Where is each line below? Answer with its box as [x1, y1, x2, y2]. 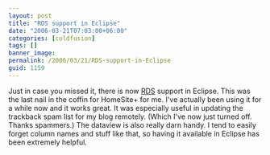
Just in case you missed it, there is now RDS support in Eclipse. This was [8, 86, 251, 96]
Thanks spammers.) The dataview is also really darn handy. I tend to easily [8, 120, 256, 129]
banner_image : [8, 49, 56, 57]
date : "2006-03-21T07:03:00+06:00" [8, 27, 128, 35]
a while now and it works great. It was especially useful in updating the [8, 103, 243, 112]
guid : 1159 [8, 64, 45, 72]
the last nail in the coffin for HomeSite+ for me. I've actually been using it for [8, 94, 262, 104]
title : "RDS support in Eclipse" [8, 19, 121, 27]
